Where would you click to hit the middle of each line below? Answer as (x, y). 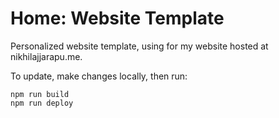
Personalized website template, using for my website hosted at (139, 46)
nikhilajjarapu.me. (46, 56)
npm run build (40, 94)
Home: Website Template (117, 18)
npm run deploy (42, 103)
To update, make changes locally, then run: (99, 76)
